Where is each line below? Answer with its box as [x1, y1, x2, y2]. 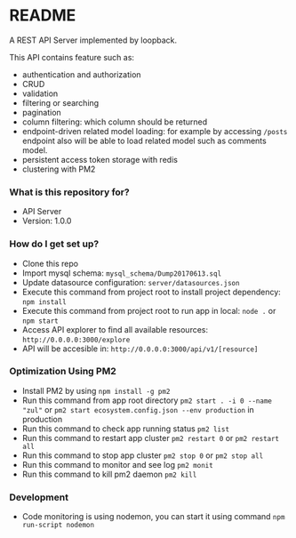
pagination [21, 107, 62, 117]
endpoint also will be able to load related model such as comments [21, 135, 267, 146]
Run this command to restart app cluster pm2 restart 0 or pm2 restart [21, 432, 280, 443]
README [9, 5, 76, 26]
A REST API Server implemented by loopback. [9, 35, 178, 45]
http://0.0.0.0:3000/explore [21, 335, 131, 344]
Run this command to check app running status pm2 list [21, 423, 229, 434]
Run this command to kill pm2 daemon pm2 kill [21, 469, 197, 479]
